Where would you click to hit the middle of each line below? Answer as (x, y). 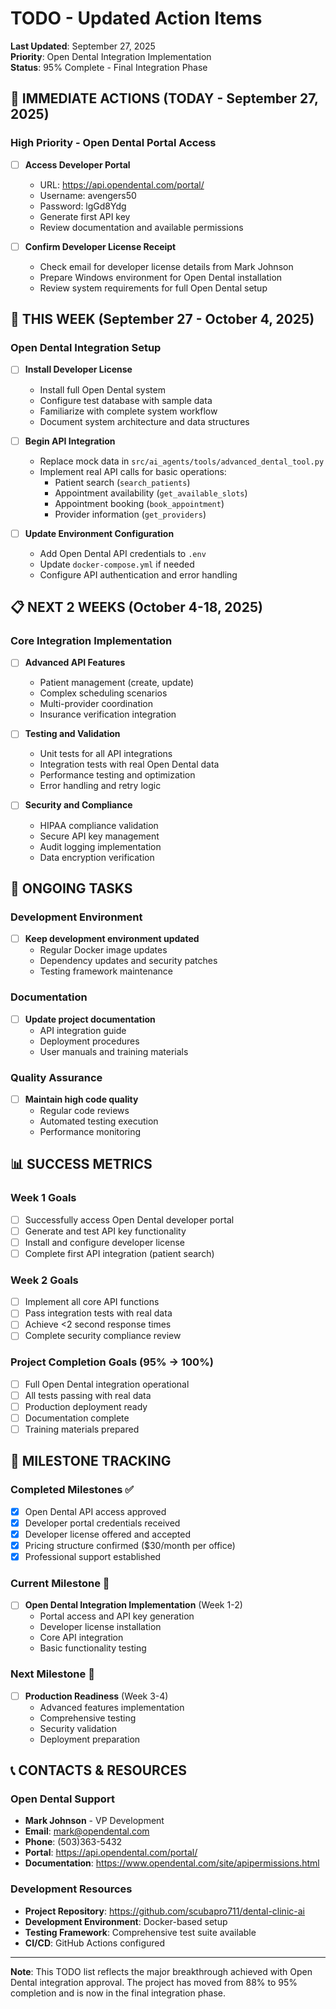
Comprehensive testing (88, 1718)
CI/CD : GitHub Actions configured (95, 1943)
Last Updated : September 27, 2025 (83, 46)
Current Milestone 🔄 (60, 1583)
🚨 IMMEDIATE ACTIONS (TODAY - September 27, (164, 98)
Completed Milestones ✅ (72, 1490)
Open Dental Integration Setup (86, 348)
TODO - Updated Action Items (136, 18)
